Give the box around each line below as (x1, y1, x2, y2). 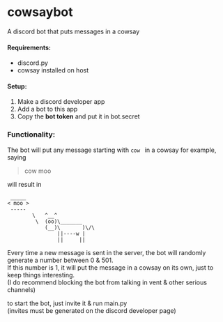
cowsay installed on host (17, 66, 89, 75)
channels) (7, 285, 36, 293)
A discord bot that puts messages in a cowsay (7, 27, 140, 36)
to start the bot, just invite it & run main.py (7, 299, 128, 307)
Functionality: (7, 130, 56, 139)
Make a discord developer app (17, 98, 105, 106)
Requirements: (7, 43, 51, 52)
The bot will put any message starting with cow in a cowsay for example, (7, 146, 217, 154)
